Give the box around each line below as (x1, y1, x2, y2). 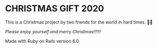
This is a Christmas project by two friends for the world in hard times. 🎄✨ (5, 19, 153, 25)
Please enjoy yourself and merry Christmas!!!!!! (5, 28, 101, 34)
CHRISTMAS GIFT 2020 (5, 3, 104, 14)
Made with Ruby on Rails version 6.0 (5, 38, 79, 44)
